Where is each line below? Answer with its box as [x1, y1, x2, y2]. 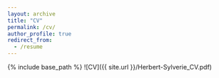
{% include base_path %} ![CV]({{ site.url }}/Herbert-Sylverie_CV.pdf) [7, 63, 213, 71]
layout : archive [7, 10, 56, 18]
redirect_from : [7, 37, 53, 44]
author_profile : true [7, 30, 72, 38]
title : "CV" [7, 17, 43, 24]
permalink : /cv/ [7, 23, 56, 30]
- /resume [14, 43, 43, 50]
